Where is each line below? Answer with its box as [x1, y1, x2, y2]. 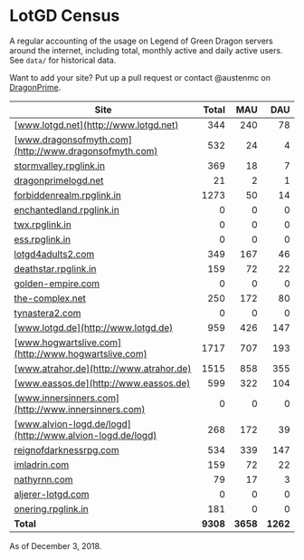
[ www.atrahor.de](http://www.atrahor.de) [14, 362, 192, 374]
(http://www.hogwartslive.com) [14, 347, 147, 360]
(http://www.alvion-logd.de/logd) [14, 429, 157, 441]
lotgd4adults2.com [14, 247, 95, 260]
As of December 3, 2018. [9, 540, 102, 551]
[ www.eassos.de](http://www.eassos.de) [14, 377, 191, 390]
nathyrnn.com [14, 473, 74, 486]
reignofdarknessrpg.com [14, 443, 119, 456]
